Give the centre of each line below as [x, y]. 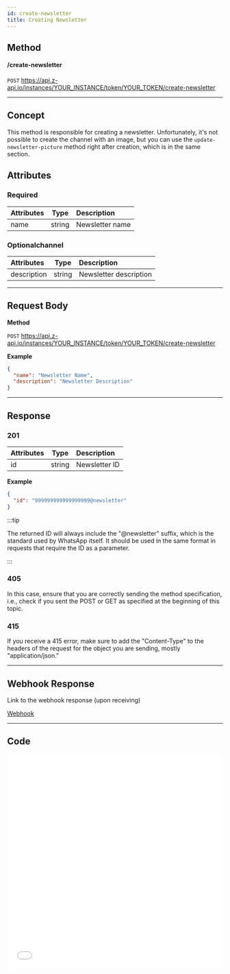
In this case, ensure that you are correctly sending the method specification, [115, 593]
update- [205, 140]
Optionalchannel [35, 245]
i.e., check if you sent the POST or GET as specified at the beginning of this [114, 601]
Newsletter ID [98, 464]
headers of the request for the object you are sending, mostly [94, 648]
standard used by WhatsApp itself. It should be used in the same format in [112, 541]
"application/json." [33, 656]
